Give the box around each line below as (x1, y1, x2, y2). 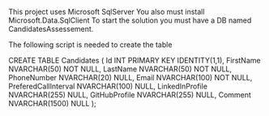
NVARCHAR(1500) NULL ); (8, 99, 97, 108)
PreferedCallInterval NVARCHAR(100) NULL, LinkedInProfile (8, 81, 208, 91)
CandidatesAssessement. (8, 24, 94, 33)
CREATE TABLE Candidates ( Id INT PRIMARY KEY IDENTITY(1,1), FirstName (8, 56, 261, 65)
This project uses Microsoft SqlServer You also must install (8, 7, 205, 16)
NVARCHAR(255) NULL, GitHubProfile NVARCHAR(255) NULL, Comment (8, 90, 251, 100)
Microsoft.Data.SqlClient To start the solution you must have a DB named (8, 15, 252, 25)
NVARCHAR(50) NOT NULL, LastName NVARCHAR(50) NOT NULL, (8, 64, 233, 74)
